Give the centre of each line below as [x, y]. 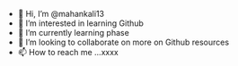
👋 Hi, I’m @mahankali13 [61, 14]
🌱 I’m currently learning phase [74, 33]
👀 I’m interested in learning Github [80, 23]
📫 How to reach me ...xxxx [68, 52]
